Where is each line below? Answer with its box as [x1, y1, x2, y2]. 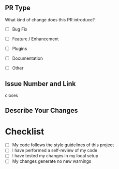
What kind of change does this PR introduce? [5, 17, 95, 22]
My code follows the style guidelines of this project [12, 142, 114, 148]
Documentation [12, 55, 43, 61]
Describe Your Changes [5, 106, 78, 115]
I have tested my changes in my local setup [12, 153, 99, 159]
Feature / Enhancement [12, 36, 59, 42]
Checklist [5, 126, 45, 137]
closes [5, 92, 18, 98]
